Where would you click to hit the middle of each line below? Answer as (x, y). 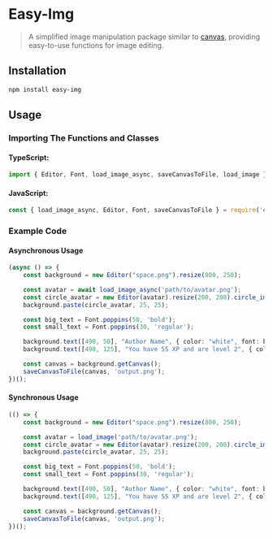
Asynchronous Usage (46, 250)
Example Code (38, 231)
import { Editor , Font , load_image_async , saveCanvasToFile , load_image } (138, 175)
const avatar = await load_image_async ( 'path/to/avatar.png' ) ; (132, 289)
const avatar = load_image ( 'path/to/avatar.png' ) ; (110, 437)
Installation (37, 71)
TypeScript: (29, 157)
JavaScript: (28, 193)
